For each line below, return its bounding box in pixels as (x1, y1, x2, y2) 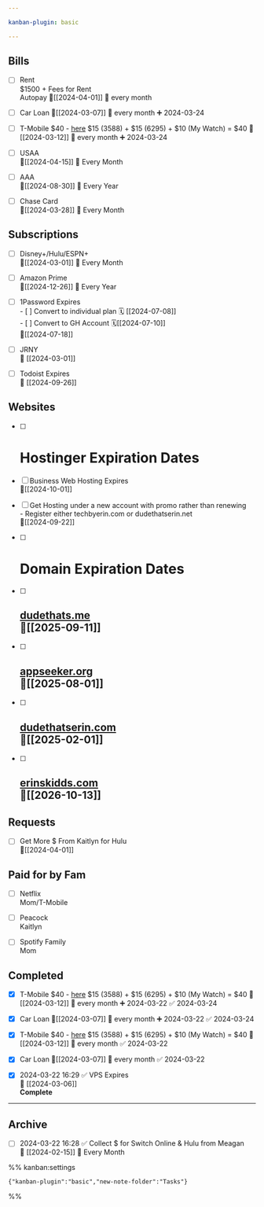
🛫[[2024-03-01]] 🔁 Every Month (19, 257, 123, 267)
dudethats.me (19, 609, 90, 622)
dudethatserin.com (19, 720, 116, 734)
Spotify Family (19, 937, 67, 947)
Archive (8, 1117, 48, 1131)
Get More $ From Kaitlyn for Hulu (19, 837, 127, 846)
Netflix (19, 889, 42, 899)
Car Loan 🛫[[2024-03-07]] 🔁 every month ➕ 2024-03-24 (19, 108, 205, 117)
